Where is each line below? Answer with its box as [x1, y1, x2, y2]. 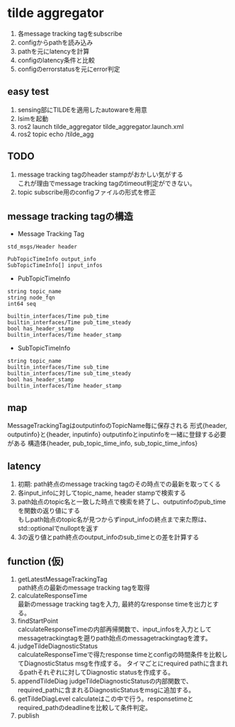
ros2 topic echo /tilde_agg [17, 130, 94, 138]
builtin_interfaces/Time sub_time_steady [7, 370, 132, 377]
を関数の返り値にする [17, 507, 80, 514]
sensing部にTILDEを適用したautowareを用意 [17, 105, 147, 114]
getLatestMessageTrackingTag [17, 575, 108, 583]
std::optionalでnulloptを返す [17, 524, 99, 532]
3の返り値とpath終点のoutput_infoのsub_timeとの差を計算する [17, 533, 200, 541]
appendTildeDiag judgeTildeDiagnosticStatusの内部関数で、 [17, 677, 193, 685]
